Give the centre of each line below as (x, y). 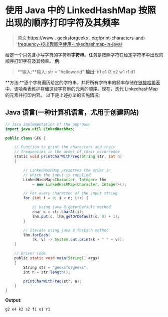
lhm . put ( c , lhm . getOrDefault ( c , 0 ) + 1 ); (76, 216)
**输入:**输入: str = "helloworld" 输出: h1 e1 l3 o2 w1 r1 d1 (76, 71)
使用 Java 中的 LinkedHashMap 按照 (81, 10)
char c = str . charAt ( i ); (58, 212)
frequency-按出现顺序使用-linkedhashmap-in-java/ (70, 44)
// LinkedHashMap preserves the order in (67, 170)
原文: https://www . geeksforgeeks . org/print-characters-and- (81, 38)
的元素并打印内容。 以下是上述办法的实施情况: (53, 95)
